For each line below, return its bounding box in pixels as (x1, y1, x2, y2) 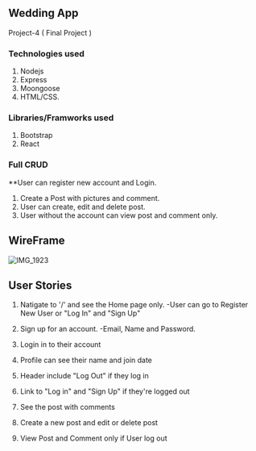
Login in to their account (19, 340, 101, 349)
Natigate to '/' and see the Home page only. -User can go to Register (19, 300, 249, 310)
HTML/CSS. (19, 92, 60, 102)
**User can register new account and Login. (8, 177, 157, 187)
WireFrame (8, 234, 66, 248)
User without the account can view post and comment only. (19, 210, 218, 220)
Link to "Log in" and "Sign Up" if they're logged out (19, 386, 191, 396)
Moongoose (19, 84, 60, 94)
